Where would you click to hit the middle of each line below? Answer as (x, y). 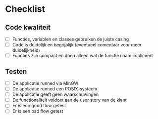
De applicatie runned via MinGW (45, 83)
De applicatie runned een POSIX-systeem (55, 89)
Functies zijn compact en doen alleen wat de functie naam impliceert (82, 56)
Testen (16, 71)
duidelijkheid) (26, 50)
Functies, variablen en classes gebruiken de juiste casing (71, 39)
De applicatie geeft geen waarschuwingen (55, 94)
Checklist (25, 9)
